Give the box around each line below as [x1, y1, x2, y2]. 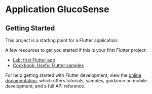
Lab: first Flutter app [12, 57, 56, 63]
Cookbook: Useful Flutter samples [12, 62, 84, 68]
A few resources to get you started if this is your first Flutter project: [5, 47, 147, 53]
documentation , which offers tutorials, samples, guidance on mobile [5, 78, 147, 83]
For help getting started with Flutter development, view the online [5, 72, 142, 78]
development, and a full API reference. [5, 83, 86, 89]
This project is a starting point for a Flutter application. [5, 37, 119, 43]
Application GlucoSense [5, 4, 109, 15]
